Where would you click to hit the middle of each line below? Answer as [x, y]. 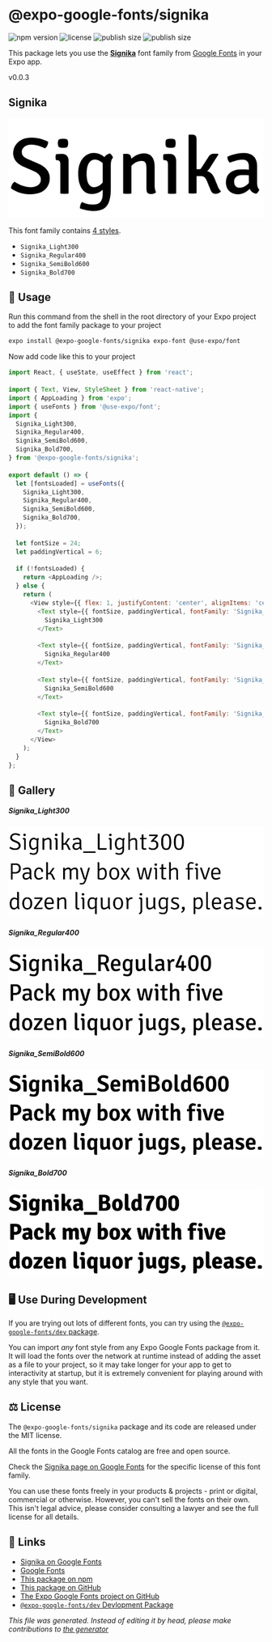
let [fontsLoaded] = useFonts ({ [70, 483]
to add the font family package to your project [85, 325]
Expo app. [25, 62]
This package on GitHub [60, 1587]
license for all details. [44, 1517]
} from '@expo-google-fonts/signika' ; [74, 458]
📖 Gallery [32, 790]
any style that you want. [49, 1382]
